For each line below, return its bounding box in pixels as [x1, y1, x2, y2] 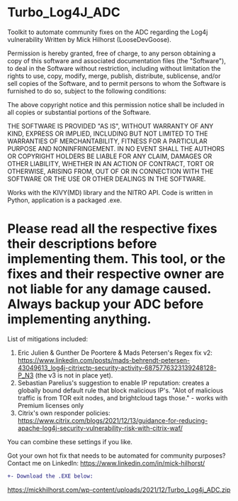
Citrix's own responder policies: [17, 409, 111, 417]
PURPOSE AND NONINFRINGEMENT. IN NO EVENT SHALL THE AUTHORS [7, 144, 225, 153]
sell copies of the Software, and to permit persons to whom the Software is [7, 79, 227, 87]
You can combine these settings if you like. [7, 437, 133, 446]
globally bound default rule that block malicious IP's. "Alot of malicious [17, 386, 224, 395]
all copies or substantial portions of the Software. [7, 108, 151, 116]
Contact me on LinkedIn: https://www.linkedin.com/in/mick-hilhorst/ [7, 458, 205, 467]
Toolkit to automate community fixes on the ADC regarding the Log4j [7, 28, 208, 36]
